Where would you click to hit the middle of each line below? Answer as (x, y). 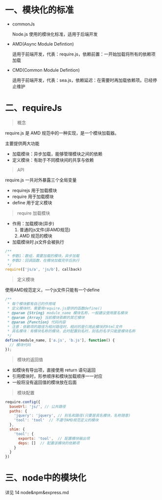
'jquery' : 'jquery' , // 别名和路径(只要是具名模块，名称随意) (72, 416)
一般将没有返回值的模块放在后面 (44, 382)
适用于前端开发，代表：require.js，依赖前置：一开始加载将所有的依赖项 (84, 54)
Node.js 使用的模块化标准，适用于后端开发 (55, 34)
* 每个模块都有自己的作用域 (31, 304)
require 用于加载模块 (33, 196)
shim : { (17, 429)
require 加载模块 (34, 213)
